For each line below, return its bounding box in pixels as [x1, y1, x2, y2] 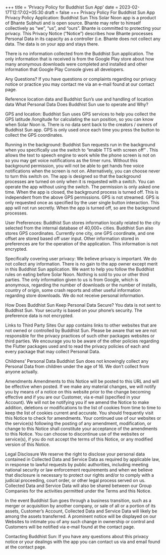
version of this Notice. [5, 442, 51, 447]
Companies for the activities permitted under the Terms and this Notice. [5, 488, 152, 494]
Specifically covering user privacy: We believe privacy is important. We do [5, 256, 157, 262]
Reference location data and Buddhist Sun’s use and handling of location [5, 96, 154, 102]
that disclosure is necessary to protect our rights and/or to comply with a [5, 472, 154, 478]
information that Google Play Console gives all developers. [5, 66, 125, 72]
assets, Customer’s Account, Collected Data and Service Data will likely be [5, 508, 158, 514]
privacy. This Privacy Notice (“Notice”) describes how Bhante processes [5, 31, 153, 36]
